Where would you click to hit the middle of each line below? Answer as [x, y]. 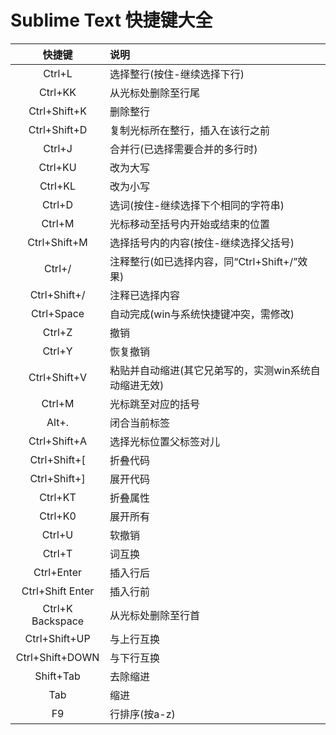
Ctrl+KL [58, 186]
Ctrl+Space [57, 313]
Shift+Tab [57, 676]
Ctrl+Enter [58, 572]
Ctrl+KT [58, 497]
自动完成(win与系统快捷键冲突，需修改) [202, 314]
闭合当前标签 [140, 423]
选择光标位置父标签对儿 [165, 441]
